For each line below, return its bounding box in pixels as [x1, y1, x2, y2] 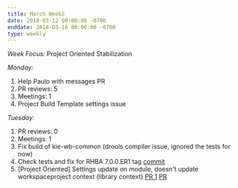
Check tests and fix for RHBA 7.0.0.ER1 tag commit [17, 157, 166, 166]
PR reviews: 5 [17, 84, 58, 93]
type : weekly [7, 30, 46, 38]
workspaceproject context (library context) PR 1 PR [17, 172, 168, 181]
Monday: [7, 63, 34, 72]
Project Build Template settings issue [17, 100, 126, 109]
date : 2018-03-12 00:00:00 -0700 [7, 17, 107, 24]
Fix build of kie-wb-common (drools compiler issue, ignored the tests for [17, 143, 231, 151]
